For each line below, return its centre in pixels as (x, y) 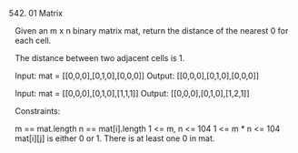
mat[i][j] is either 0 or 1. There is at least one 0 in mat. (115, 138)
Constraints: (38, 111)
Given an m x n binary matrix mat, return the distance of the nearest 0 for (152, 31)
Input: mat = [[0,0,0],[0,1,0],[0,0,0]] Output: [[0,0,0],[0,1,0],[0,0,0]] (137, 76)
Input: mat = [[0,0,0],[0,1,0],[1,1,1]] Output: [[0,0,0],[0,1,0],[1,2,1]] (132, 93)
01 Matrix (45, 13)
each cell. (33, 41)
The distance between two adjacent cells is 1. (100, 58)
